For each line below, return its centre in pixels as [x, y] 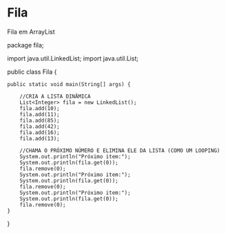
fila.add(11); [40, 114]
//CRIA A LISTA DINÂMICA [55, 96]
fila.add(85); [40, 120]
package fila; [25, 45]
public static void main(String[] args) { [69, 84]
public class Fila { [32, 72]
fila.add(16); [40, 132]
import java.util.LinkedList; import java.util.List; [73, 58]
